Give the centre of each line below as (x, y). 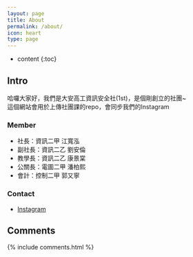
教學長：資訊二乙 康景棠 (51, 158)
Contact (21, 194)
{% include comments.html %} (51, 247)
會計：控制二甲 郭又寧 (48, 175)
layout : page (26, 13)
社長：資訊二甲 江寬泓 (48, 141)
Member (22, 125)
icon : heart (24, 33)
